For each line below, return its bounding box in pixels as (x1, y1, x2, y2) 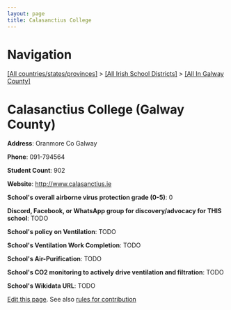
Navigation (7, 47, 72, 63)
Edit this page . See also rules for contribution (7, 295, 137, 304)
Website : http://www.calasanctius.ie (7, 180, 112, 188)
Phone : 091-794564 (7, 153, 65, 161)
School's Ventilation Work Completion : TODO (7, 241, 141, 249)
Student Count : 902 (7, 166, 65, 175)
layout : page (7, 10, 45, 17)
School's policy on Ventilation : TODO (7, 228, 117, 236)
